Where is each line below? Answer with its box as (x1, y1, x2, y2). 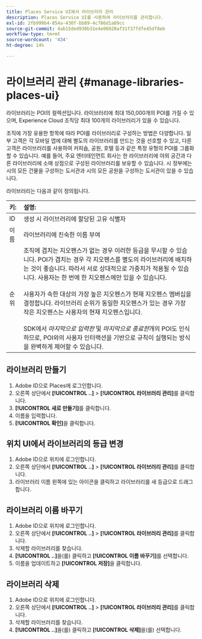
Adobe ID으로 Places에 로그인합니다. (14, 382, 103, 389)
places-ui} (6, 88, 60, 102)
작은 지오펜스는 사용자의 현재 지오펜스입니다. (23, 308, 142, 316)
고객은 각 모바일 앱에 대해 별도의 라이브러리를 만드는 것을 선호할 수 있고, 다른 (12, 136, 192, 144)
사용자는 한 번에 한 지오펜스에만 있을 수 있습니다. (37, 273, 167, 281)
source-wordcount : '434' (6, 37, 69, 43)
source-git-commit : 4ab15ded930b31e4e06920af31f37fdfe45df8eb (6, 25, 165, 32)
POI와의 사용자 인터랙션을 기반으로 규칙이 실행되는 (43, 333, 178, 341)
